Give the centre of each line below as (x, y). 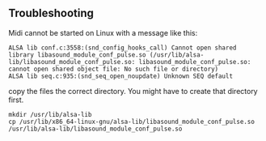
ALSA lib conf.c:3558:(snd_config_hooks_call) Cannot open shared (122, 48)
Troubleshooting (51, 13)
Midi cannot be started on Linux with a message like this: (103, 32)
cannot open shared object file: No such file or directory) (114, 69)
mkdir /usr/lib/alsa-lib (50, 114)
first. (16, 100)
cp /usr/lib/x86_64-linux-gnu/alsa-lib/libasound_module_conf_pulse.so (131, 122)
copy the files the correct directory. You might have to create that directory (133, 91)
